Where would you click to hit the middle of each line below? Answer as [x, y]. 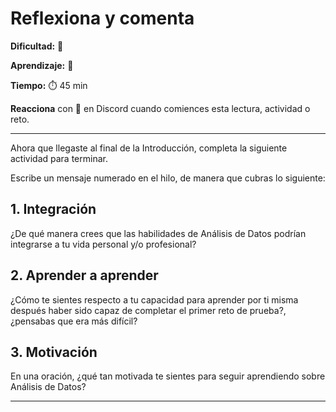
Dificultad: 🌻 [37, 46]
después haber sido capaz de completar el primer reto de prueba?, [148, 310]
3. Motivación [54, 352]
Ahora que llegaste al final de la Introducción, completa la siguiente [149, 148]
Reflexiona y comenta [102, 18]
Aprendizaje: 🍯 [42, 65]
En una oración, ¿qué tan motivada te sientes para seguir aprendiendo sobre [168, 376]
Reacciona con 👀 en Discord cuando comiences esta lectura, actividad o [160, 108]
